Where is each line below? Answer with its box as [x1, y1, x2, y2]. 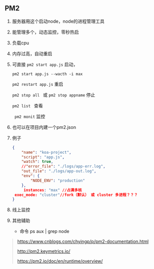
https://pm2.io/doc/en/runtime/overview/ [17, 258, 103, 264]
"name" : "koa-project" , [21, 150, 71, 155]
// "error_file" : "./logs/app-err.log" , [21, 164, 106, 169]
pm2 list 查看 [12, 103, 44, 109]
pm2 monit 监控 [14, 113, 46, 119]
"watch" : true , [21, 159, 54, 164]
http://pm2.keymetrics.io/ [17, 248, 70, 254]
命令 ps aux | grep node [19, 228, 69, 234]
